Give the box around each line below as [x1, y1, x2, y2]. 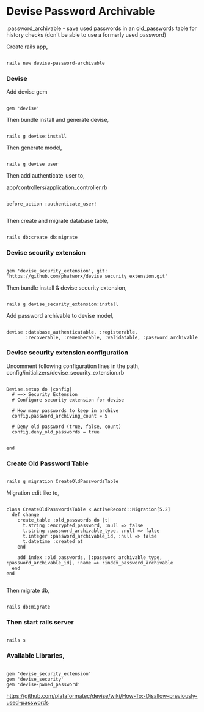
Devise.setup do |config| [6, 386, 72, 392]
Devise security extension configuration [6, 348, 128, 357]
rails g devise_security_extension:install [6, 301, 119, 307]
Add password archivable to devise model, [6, 312, 114, 319]
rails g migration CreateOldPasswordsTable [6, 479, 119, 485]
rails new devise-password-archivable [6, 60, 105, 66]
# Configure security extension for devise [12, 397, 124, 403]
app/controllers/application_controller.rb [6, 184, 108, 191]
